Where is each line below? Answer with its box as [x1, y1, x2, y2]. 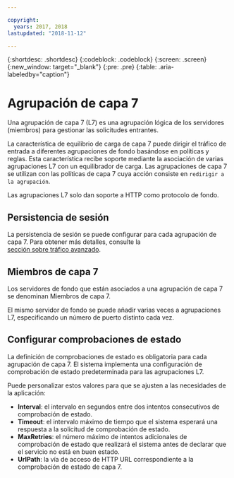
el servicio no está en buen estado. [17, 447, 120, 456]
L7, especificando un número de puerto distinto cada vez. [7, 313, 175, 322]
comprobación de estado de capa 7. [17, 462, 123, 471]
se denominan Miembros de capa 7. [7, 291, 111, 301]
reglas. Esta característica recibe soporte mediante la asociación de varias [7, 155, 224, 163]
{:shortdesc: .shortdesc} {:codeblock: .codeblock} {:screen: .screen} [7, 55, 207, 64]
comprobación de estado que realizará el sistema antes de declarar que [17, 440, 227, 448]
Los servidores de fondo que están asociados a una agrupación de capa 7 [7, 284, 223, 293]
